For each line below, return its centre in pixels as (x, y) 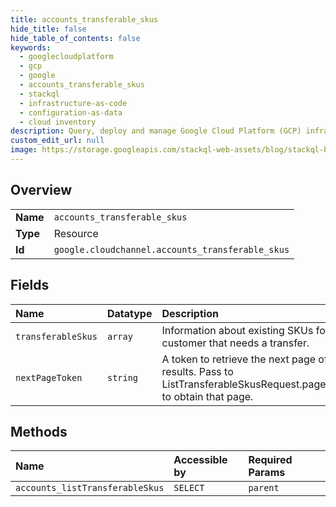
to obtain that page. (207, 396)
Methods (39, 431)
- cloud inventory (58, 122)
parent (264, 488)
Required (270, 460)
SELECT (189, 488)
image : (24, 150)
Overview (41, 190)
